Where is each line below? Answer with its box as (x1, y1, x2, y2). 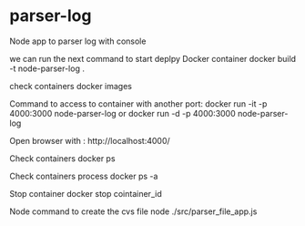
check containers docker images (9, 80, 133, 91)
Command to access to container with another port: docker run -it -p (9, 98, 268, 109)
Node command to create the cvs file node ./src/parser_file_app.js (9, 206, 258, 217)
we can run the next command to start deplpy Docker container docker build (9, 53, 297, 64)
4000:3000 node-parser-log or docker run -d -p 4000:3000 (9, 108, 237, 118)
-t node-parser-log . (9, 63, 85, 74)
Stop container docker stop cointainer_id (9, 188, 162, 199)
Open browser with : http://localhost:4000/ (9, 135, 170, 146)
